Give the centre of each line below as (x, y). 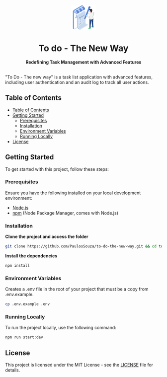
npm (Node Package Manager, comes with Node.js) (65, 213)
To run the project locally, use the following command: (61, 328)
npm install (17, 266)
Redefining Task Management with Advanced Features (83, 62)
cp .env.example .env (28, 304)
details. (13, 370)
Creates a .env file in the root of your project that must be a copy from (77, 289)
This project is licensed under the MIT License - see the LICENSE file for (79, 365)
